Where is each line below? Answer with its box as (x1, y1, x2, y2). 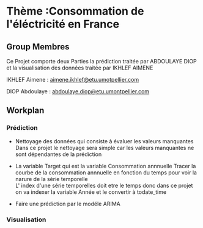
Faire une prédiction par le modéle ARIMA (15, 200, 120, 207)
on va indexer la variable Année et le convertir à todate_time (15, 188, 167, 196)
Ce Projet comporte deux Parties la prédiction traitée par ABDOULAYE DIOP (6, 58, 197, 65)
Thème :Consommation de (6, 4, 144, 18)
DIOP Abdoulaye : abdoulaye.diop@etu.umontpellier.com (6, 88, 150, 95)
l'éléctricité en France (6, 17, 120, 31)
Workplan (6, 105, 45, 116)
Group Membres (6, 41, 70, 52)
